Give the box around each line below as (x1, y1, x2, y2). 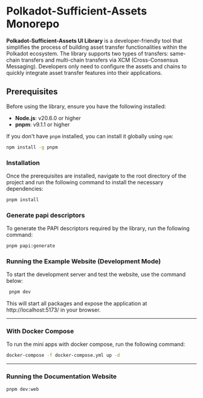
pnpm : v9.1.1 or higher (14, 121, 70, 128)
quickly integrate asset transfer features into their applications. (6, 69, 163, 76)
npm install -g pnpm (6, 144, 59, 150)
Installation (6, 158, 40, 167)
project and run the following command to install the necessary (6, 178, 164, 185)
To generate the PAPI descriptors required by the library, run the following (6, 225, 190, 232)
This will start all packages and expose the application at (6, 300, 147, 307)
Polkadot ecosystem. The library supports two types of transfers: (6, 50, 169, 57)
